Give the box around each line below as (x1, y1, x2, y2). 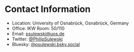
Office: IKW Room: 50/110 (11, 25, 64, 31)
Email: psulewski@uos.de (11, 30, 64, 36)
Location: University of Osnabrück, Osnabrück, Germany (11, 20, 129, 26)
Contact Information (4, 3, 91, 15)
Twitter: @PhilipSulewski (11, 36, 63, 42)
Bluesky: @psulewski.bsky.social (11, 41, 80, 47)
